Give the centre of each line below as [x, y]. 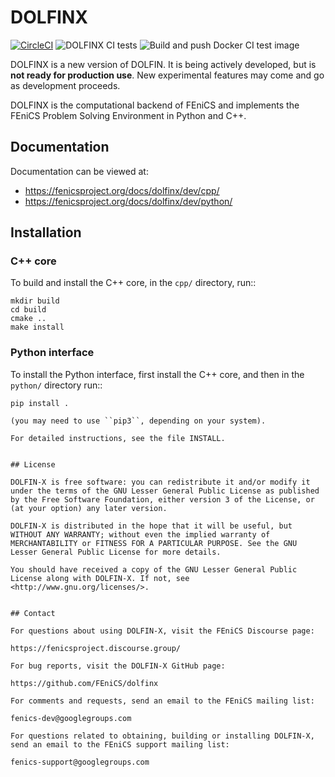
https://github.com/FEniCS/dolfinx [84, 683]
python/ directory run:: [56, 385]
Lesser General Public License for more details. [116, 552]
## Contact [33, 613]
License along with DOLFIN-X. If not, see [100, 578]
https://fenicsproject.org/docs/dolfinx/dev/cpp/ [122, 190]
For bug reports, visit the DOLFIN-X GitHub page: [118, 666]
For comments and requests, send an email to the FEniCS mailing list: [162, 701]
